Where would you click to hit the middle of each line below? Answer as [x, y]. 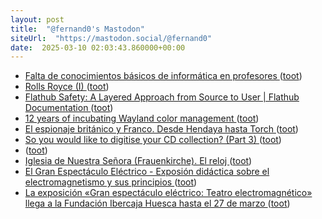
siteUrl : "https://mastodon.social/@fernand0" [111, 38]
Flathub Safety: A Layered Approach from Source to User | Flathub [162, 97]
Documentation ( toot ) [69, 108]
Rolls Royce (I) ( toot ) [67, 87]
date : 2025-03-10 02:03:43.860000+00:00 [98, 47]
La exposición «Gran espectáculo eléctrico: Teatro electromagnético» [168, 193]
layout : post [37, 19]
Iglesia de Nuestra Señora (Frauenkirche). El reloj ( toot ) [138, 161]
